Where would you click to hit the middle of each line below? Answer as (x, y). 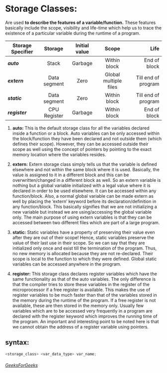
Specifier (22, 51)
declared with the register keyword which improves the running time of (85, 316)
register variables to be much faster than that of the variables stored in (85, 295)
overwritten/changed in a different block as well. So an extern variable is (86, 180)
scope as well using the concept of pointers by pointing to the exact (82, 149)
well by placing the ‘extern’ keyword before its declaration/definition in (84, 201)
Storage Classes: (41, 9)
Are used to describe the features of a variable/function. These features (81, 22)
